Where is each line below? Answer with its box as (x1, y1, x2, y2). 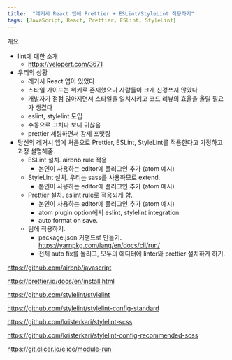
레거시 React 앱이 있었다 (27, 76, 95, 85)
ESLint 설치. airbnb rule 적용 (27, 155, 107, 164)
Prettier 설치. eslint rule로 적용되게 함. (27, 191, 133, 199)
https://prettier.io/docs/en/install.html (7, 277, 115, 285)
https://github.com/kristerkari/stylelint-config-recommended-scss (7, 331, 198, 340)
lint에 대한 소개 (17, 52, 58, 60)
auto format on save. (38, 216, 99, 224)
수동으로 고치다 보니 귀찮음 (27, 120, 101, 129)
